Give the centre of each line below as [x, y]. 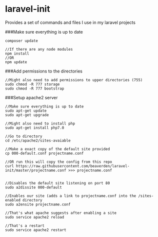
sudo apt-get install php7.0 [35, 128]
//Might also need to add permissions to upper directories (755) [74, 80]
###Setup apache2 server [31, 97]
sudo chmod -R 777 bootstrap [35, 89]
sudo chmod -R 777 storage [32, 84]
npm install [17, 54]
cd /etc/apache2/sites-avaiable [38, 140]
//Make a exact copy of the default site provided [58, 149]
